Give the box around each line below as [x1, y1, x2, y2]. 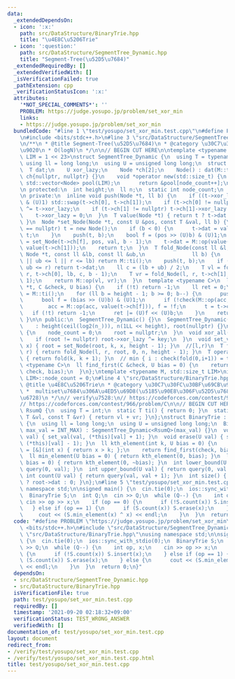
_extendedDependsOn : [13, 17, 73, 24]
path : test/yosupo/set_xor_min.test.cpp [13, 596, 133, 603]
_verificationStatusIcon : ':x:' [13, 88, 108, 95]
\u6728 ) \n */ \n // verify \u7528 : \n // [20, 394, 127, 401]
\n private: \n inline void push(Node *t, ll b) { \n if [20, 192, 196, 199]
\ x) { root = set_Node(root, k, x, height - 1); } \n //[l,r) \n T [20, 342, 224, 349]
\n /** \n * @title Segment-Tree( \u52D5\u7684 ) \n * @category [20, 141, 199, 148]
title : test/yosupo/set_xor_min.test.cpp [7, 661, 130, 668]
